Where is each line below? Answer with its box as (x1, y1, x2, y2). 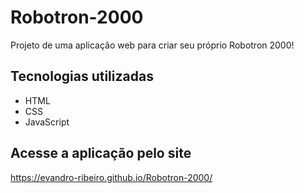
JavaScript (24, 116, 70, 128)
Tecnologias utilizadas (10, 68, 154, 85)
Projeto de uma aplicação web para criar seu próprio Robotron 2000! (10, 39, 295, 51)
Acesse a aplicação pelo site (10, 145, 192, 162)
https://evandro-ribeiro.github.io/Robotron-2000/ (10, 171, 213, 183)
